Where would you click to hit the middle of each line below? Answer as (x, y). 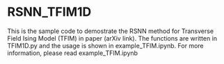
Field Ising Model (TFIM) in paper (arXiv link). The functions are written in (112, 38)
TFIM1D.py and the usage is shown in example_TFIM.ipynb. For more (105, 45)
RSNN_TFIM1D (49, 12)
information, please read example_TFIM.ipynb (72, 53)
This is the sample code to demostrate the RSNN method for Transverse (111, 31)
